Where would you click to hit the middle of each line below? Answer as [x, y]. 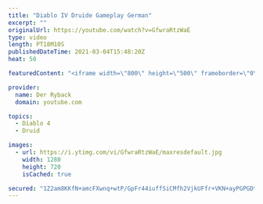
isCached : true [47, 174]
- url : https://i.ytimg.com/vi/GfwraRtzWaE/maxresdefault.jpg [119, 152]
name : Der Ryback [43, 95]
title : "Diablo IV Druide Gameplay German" [80, 15]
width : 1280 [41, 159]
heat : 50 [22, 60]
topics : [21, 116]
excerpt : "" [27, 23]
